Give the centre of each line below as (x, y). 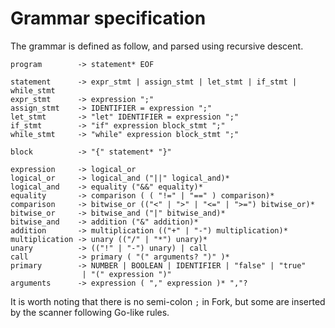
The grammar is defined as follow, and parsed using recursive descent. (157, 46)
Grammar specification (108, 18)
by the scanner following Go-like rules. (90, 312)
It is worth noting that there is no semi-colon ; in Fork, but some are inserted (168, 301)
